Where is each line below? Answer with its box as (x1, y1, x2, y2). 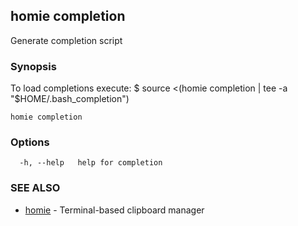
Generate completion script (10, 34, 123, 46)
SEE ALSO (10, 181, 61, 195)
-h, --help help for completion (19, 158, 163, 168)
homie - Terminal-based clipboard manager (24, 204, 205, 216)
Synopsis (10, 59, 57, 73)
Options (10, 135, 50, 149)
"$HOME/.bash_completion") (10, 93, 130, 105)
